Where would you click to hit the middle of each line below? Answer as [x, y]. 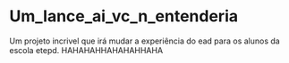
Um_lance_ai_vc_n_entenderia [124, 16]
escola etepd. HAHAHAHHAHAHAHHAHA [86, 50]
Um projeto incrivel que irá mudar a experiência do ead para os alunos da [144, 41]
